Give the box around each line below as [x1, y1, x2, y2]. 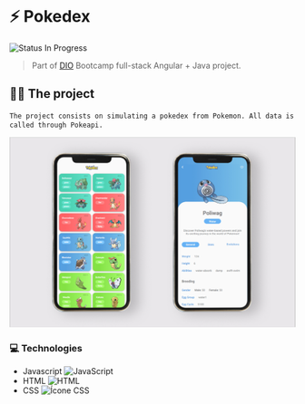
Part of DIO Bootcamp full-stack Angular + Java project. [31, 60, 241, 71]
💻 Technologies [9, 341, 84, 354]
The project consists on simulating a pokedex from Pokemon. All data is [9, 111, 295, 120]
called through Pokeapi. [9, 120, 103, 130]
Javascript [22, 366, 63, 377]
